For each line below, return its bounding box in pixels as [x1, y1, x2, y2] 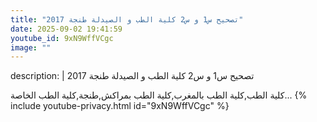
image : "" [10, 42, 52, 53]
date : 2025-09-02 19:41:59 [10, 24, 123, 34]
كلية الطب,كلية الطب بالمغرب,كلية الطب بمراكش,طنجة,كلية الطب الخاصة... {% [10, 89, 308, 101]
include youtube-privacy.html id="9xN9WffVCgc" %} [10, 100, 230, 112]
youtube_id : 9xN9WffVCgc [10, 33, 114, 43]
